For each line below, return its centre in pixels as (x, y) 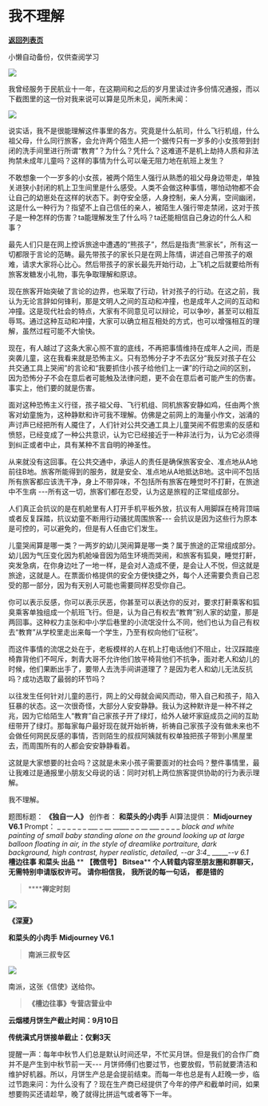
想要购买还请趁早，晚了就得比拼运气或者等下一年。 (92, 1094)
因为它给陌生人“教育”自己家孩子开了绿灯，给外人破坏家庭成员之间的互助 (140, 715)
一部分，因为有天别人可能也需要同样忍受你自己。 (109, 585)
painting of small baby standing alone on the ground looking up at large (126, 835)
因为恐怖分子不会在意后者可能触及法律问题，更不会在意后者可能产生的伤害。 (134, 378)
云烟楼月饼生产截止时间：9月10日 (63, 1020)
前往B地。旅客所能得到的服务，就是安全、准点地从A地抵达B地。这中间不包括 (134, 471)
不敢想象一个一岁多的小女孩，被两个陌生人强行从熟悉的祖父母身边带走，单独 (134, 177)
